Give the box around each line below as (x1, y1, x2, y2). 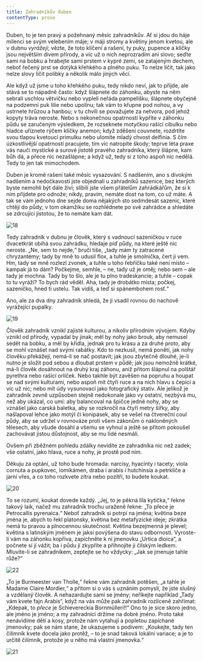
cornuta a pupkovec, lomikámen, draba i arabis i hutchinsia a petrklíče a (6, 466, 186, 474)
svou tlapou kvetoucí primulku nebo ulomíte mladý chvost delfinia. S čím (6, 133, 187, 140)
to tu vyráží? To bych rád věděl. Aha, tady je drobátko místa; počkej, (6, 278, 176, 286)
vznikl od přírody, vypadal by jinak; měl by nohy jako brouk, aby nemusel (6, 333, 188, 340)
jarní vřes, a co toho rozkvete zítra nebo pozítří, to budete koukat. (6, 473, 170, 480)
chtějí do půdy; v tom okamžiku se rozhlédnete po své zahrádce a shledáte (6, 203, 194, 210)
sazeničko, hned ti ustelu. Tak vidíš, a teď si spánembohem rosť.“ (6, 285, 170, 292)
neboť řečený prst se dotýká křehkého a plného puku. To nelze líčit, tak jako (6, 63, 196, 70)
